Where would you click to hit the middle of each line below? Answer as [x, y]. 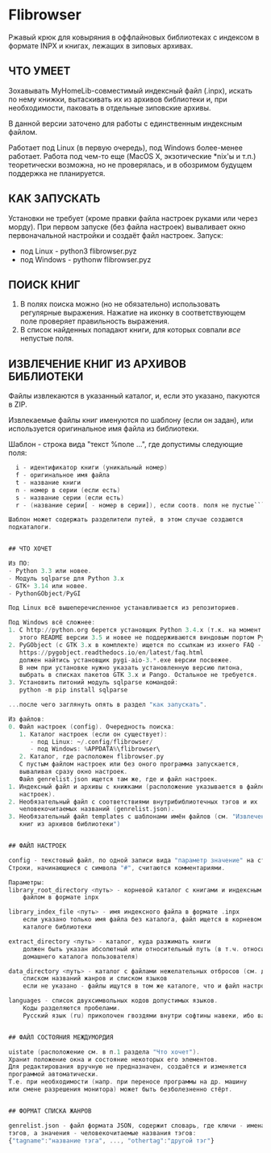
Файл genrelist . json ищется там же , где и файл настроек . [119, 779]
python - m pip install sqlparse [73, 690]
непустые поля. [47, 338]
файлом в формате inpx [61, 897]
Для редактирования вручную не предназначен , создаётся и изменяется [128, 1067]
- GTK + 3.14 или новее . [48, 586]
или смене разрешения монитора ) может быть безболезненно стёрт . [120, 1090]
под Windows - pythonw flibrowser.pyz [85, 259]
